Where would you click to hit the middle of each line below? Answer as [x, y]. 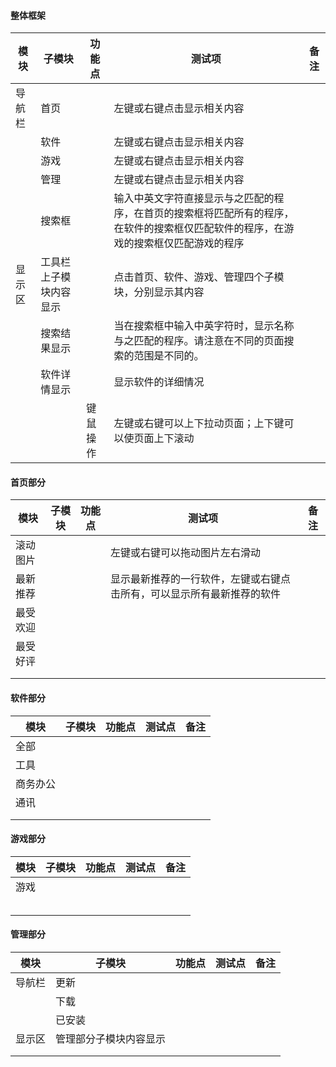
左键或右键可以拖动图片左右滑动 [186, 553]
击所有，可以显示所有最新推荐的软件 [196, 594]
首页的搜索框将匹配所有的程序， [219, 213]
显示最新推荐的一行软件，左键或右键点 [201, 579]
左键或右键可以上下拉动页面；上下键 [199, 423]
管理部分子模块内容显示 [111, 1039]
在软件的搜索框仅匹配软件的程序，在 [199, 228]
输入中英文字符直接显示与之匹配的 [194, 198]
